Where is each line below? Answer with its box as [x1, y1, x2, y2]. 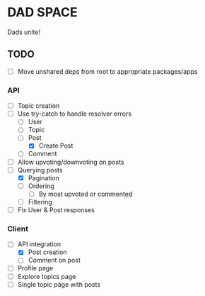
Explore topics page [17, 272, 76, 280]
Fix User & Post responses [17, 205, 95, 214]
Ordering [28, 182, 54, 190]
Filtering [28, 197, 53, 206]
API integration [17, 240, 61, 248]
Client [7, 224, 28, 234]
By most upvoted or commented [38, 190, 133, 198]
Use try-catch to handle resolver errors [17, 109, 132, 118]
